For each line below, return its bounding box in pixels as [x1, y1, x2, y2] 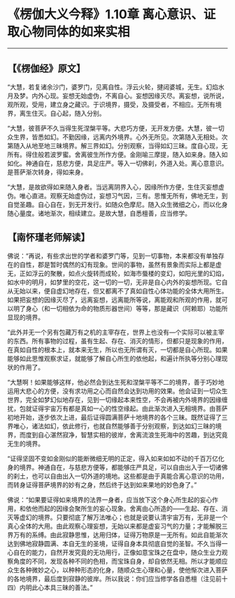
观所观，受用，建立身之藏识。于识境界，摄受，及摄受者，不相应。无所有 [7, 100, 215, 109]
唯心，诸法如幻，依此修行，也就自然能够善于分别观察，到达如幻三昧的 [13, 422, 215, 430]
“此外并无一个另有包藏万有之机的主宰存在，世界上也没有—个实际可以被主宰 [7, 328, 225, 336]
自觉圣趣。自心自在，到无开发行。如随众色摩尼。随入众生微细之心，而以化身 [7, 200, 228, 208]
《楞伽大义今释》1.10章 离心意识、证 [7, 6, 216, 22]
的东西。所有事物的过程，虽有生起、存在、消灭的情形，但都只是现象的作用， [7, 336, 228, 345]
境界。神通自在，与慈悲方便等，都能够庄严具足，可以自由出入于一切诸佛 [19, 463, 228, 471]
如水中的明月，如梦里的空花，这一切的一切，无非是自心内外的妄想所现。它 [7, 278, 222, 286]
